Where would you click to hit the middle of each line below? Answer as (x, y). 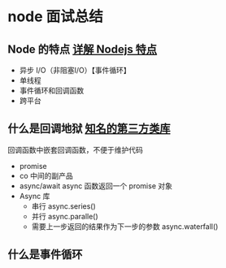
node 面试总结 (55, 17)
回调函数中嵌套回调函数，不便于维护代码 (75, 149)
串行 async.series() (64, 206)
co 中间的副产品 (46, 175)
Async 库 (35, 196)
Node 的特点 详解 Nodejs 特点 (83, 49)
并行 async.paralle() (65, 216)
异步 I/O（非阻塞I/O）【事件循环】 (75, 70)
